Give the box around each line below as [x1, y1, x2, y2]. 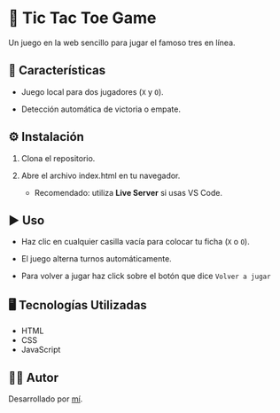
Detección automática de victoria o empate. [20, 104, 181, 114]
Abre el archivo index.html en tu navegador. [20, 170, 181, 181]
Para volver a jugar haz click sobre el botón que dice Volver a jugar [20, 270, 271, 282]
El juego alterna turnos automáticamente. [20, 253, 172, 264]
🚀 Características [8, 63, 106, 78]
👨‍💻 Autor [8, 370, 59, 385]
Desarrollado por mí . [8, 394, 83, 404]
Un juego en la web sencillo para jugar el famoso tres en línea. [8, 37, 236, 48]
